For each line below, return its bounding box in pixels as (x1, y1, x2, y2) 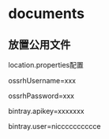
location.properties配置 (8, 60, 85, 69)
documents (8, 5, 85, 23)
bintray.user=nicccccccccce (8, 122, 101, 130)
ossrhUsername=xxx (8, 76, 77, 85)
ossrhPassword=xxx (8, 91, 75, 101)
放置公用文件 (8, 38, 71, 51)
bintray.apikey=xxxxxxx (8, 107, 85, 115)
